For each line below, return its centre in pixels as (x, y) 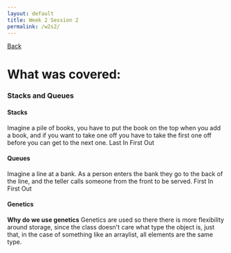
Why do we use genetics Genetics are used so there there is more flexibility (116, 220)
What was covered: (64, 74)
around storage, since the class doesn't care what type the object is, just (111, 227)
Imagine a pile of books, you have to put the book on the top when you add (114, 128)
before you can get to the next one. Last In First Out (81, 142)
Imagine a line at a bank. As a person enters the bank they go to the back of (115, 173)
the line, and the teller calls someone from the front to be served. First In (110, 181)
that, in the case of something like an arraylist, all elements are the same (110, 235)
